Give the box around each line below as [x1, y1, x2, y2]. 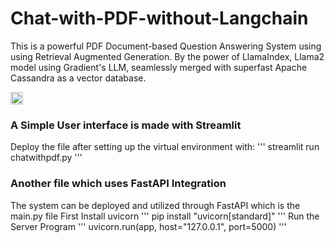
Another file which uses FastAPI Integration [10, 177, 227, 191]
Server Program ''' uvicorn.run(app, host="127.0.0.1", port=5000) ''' [10, 220, 287, 232]
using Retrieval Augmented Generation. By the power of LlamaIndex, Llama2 [10, 50, 325, 62]
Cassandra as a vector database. [10, 72, 147, 84]
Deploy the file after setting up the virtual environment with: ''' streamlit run [10, 141, 320, 153]
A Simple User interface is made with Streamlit [10, 118, 242, 132]
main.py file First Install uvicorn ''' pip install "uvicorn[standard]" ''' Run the [10, 210, 320, 222]
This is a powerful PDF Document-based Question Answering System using [10, 40, 322, 52]
